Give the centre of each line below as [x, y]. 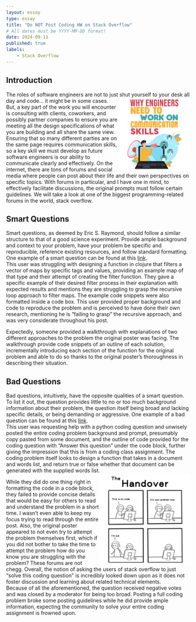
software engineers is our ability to [48, 157]
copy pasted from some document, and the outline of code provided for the [97, 439]
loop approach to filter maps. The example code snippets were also [87, 295]
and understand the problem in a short [53, 507]
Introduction [29, 80]
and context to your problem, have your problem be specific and [84, 246]
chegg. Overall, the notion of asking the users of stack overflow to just [91, 569]
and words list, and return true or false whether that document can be [90, 465]
